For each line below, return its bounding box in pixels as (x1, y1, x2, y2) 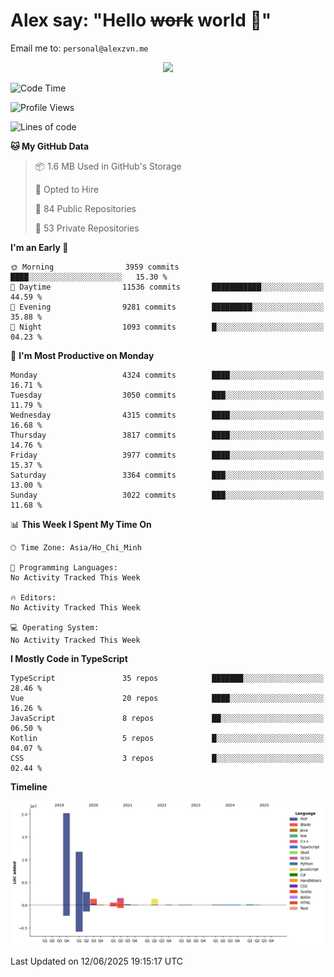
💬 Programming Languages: (10, 562, 118, 573)
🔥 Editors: (10, 592, 57, 603)
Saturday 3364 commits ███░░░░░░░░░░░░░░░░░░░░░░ (10, 470, 325, 480)
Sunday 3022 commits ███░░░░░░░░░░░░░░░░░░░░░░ (10, 490, 325, 500)
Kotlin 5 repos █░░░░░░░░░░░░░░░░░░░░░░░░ (10, 733, 325, 743)
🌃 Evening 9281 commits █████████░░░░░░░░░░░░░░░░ (10, 302, 325, 312)
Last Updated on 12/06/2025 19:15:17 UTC (10, 955, 184, 968)
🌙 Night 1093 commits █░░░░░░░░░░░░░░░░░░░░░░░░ (10, 322, 325, 332)
